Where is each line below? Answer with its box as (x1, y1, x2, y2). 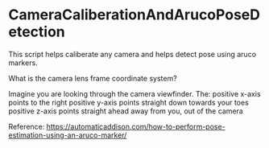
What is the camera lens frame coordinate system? (8, 73, 177, 83)
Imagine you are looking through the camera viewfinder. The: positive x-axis (8, 88, 261, 98)
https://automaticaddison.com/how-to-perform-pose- (46, 121, 226, 131)
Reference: (8, 121, 45, 131)
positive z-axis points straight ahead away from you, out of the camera (8, 106, 243, 116)
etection (8, 23, 66, 41)
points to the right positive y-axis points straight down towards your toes (8, 97, 250, 107)
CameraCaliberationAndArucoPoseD (8, 6, 260, 24)
